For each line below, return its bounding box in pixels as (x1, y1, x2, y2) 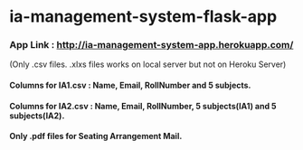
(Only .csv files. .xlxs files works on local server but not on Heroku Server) (9, 59, 287, 70)
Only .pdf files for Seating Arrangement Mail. (9, 131, 183, 142)
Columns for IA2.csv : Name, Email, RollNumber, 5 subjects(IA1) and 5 (9, 100, 278, 111)
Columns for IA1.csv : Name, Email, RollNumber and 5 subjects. (9, 80, 251, 91)
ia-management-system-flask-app (9, 6, 278, 27)
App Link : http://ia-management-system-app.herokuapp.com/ (9, 39, 294, 52)
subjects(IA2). (9, 110, 65, 121)
